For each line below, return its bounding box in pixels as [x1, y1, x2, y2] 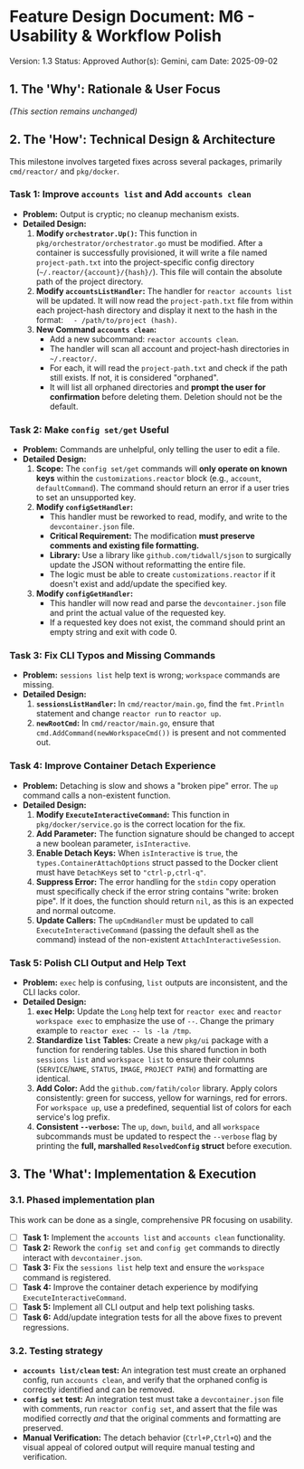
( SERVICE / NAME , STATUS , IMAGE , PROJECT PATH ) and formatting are [35, 1064, 268, 1075]
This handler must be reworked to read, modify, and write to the [49, 511, 288, 522]
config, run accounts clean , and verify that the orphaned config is [22, 1375, 269, 1386]
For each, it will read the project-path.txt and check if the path [49, 362, 288, 373]
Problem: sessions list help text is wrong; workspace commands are [22, 669, 280, 680]
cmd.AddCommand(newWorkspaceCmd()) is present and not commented [35, 727, 287, 738]
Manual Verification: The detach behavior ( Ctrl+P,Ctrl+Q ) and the [22, 1432, 272, 1444]
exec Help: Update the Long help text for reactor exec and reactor [35, 1006, 282, 1017]
